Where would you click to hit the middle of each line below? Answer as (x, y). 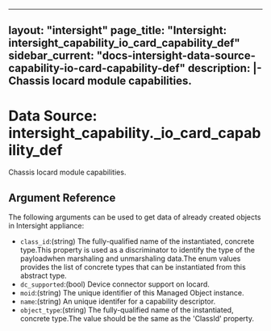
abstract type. (43, 276)
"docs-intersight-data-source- (176, 56)
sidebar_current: (51, 56)
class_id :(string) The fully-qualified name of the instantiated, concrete (137, 241)
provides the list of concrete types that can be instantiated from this (133, 267)
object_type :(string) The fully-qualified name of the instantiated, (127, 310)
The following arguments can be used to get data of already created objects (135, 217)
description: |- (225, 68)
